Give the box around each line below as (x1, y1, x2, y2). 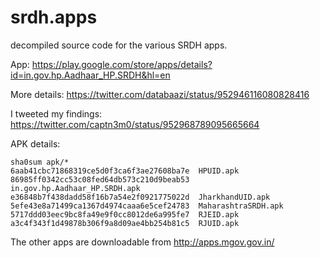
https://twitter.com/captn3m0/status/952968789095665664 (10, 118, 260, 130)
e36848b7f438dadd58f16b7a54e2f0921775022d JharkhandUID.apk (10, 192, 271, 202)
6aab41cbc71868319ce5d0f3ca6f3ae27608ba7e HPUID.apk (10, 166, 240, 176)
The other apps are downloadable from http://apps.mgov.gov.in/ (10, 236, 275, 248)
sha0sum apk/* (10, 157, 70, 167)
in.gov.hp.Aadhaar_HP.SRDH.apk (10, 183, 141, 193)
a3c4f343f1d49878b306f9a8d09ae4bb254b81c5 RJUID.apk (10, 218, 240, 228)
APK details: (10, 137, 61, 150)
